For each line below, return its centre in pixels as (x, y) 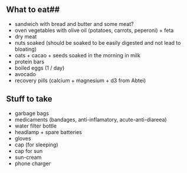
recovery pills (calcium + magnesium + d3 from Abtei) (80, 80)
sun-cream (28, 157)
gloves (23, 138)
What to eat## (33, 10)
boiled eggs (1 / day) (40, 68)
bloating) (26, 49)
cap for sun (29, 151)
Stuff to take (29, 99)
